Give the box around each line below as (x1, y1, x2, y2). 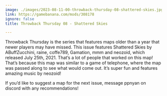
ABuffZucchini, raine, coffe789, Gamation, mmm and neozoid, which (5, 49, 145, 55)
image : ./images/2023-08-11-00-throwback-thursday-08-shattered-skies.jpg (5, 7, 164, 12)
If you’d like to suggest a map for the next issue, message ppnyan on (5, 80, 146, 86)
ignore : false (5, 16, 35, 21)
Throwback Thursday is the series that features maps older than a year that (5, 39, 160, 45)
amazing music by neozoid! (5, 70, 61, 77)
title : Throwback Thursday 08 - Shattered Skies (5, 21, 108, 26)
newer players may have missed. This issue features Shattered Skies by (5, 44, 152, 50)
